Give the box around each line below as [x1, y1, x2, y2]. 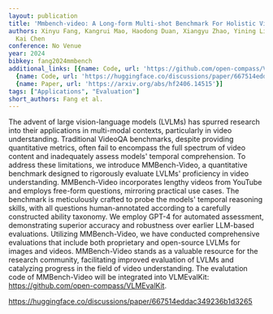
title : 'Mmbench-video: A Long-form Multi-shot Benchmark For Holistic [8, 19, 256, 28]
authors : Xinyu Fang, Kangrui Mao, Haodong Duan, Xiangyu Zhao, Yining [8, 27, 256, 35]
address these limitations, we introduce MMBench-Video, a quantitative [8, 160, 248, 170]
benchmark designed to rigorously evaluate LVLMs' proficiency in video [8, 169, 249, 179]
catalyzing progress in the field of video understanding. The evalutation [8, 264, 248, 273]
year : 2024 [8, 49, 45, 58]
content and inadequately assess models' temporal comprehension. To [8, 152, 246, 161]
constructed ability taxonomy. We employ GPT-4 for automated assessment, [8, 212, 264, 222]
